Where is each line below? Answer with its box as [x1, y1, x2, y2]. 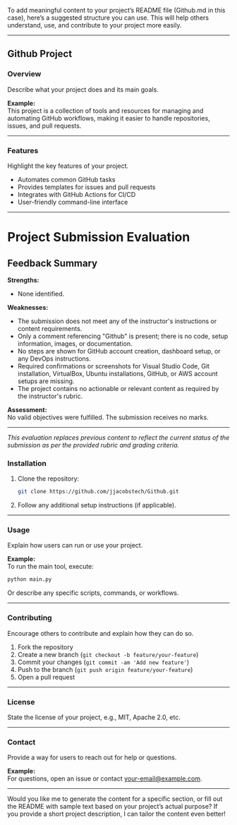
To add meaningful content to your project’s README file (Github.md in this [7, 6, 226, 14]
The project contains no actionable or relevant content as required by [17, 384, 219, 392]
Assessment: [7, 405, 47, 414]
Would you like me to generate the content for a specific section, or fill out [7, 795, 223, 803]
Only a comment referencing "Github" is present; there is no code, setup [17, 332, 229, 340]
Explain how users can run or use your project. [7, 541, 143, 550]
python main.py [7, 576, 52, 583]
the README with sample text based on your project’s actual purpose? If [7, 802, 218, 811]
